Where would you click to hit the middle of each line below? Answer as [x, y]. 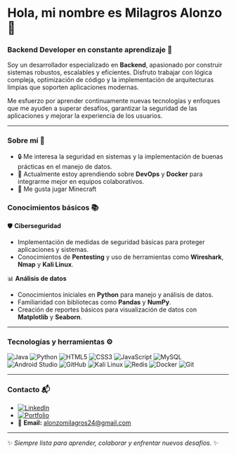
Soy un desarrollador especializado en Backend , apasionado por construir [115, 65]
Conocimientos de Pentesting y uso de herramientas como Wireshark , [120, 257]
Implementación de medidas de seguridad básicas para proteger [111, 242]
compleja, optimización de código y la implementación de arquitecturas [111, 80]
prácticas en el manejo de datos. [65, 166]
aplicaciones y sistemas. [53, 250]
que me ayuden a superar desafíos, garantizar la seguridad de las [103, 108]
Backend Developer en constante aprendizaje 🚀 [90, 50]
